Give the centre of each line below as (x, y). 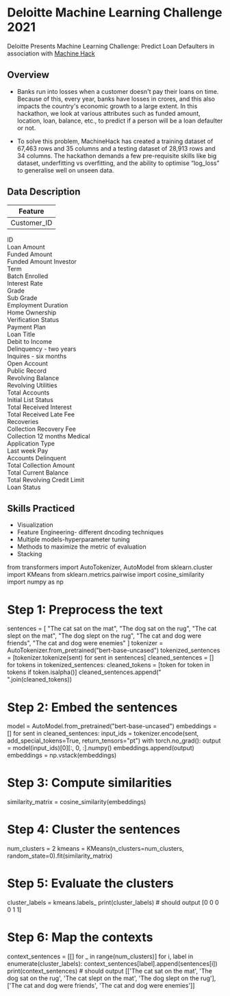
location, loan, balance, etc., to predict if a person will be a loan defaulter (120, 121)
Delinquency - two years (42, 349)
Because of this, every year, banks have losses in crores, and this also (116, 99)
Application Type (31, 443)
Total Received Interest (39, 407)
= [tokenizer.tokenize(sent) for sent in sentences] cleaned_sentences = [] (111, 658)
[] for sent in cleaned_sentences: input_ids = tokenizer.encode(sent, (103, 734)
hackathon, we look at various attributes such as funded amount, (108, 113)
